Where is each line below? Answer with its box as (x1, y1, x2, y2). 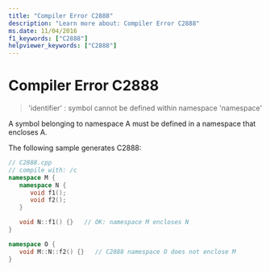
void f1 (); (29, 189, 67, 197)
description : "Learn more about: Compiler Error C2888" (8, 19, 200, 27)
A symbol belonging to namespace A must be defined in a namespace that (8, 119, 256, 129)
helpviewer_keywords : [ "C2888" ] (8, 42, 117, 50)
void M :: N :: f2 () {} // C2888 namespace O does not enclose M (19, 248, 236, 256)
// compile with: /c (8, 166, 78, 174)
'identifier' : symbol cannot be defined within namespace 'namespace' (27, 103, 263, 113)
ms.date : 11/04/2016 (8, 27, 78, 35)
